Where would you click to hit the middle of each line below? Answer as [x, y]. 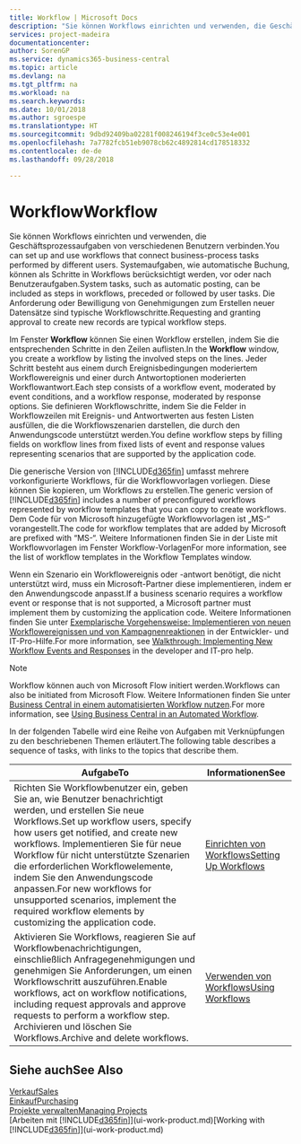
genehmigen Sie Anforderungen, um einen [103, 971]
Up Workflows [235, 867]
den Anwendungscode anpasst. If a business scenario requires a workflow [146, 594]
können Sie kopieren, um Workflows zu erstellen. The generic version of [141, 491]
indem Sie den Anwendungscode [84, 878]
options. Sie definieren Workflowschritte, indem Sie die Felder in [128, 406]
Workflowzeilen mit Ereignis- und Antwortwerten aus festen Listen [132, 416]
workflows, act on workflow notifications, [100, 993]
